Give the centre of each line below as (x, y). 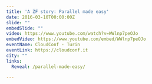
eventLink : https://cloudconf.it (47, 50)
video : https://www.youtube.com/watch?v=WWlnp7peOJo (72, 34)
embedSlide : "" (25, 28)
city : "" (17, 56)
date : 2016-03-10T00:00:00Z (41, 17)
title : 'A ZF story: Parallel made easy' (58, 12)
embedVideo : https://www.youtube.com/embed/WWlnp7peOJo (76, 39)
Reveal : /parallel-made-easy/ (48, 67)
